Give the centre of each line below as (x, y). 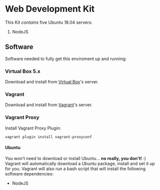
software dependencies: (29, 174)
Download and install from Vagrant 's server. (49, 105)
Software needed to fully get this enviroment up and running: (66, 59)
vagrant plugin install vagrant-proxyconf (48, 137)
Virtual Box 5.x (23, 71)
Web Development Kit (50, 9)
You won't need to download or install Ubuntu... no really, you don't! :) (76, 158)
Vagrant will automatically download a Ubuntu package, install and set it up (80, 163)
